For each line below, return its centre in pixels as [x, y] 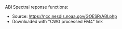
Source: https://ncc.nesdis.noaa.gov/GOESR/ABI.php [64, 16]
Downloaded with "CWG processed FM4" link [57, 22]
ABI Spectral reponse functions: [37, 7]
